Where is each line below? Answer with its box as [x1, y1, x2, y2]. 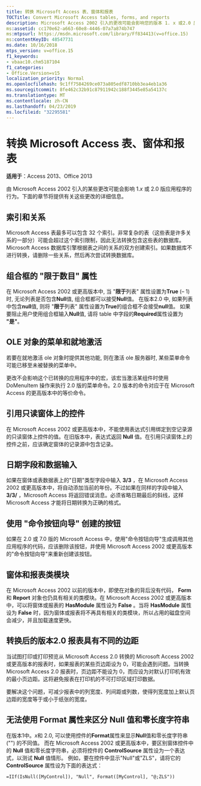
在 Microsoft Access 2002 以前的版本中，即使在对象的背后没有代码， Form [6, 587, 191, 594]
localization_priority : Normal [6, 75, 84, 81]
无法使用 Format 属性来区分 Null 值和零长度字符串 [6, 715, 190, 725]
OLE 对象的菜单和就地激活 [6, 337, 102, 347]
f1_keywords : [6, 53, 39, 59]
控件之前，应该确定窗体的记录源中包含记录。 [6, 440, 117, 448]
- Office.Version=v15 [6, 70, 60, 76]
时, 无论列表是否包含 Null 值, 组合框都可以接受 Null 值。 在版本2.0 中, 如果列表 [6, 295, 193, 303]
